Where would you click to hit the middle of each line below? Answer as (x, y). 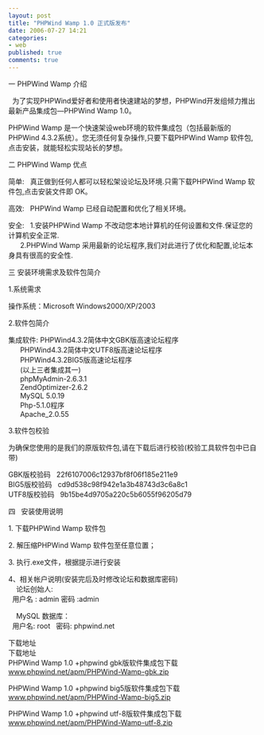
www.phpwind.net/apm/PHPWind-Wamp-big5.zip (89, 697)
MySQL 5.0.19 (42, 395)
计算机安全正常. (34, 235)
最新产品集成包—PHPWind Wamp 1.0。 (72, 110)
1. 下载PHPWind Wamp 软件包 (57, 528)
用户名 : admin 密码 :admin (55, 599)
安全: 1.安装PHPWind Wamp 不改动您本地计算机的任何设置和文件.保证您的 (130, 225)
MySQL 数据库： (43, 615)
